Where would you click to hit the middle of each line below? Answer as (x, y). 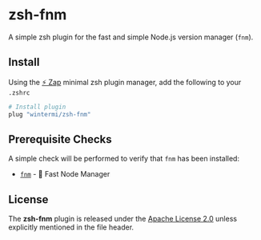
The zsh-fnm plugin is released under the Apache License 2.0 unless (123, 219)
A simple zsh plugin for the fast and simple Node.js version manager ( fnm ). (131, 37)
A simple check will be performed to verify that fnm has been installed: (124, 159)
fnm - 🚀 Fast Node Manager (65, 174)
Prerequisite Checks (60, 139)
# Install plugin (37, 107)
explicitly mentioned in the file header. (71, 227)
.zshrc (19, 93)
